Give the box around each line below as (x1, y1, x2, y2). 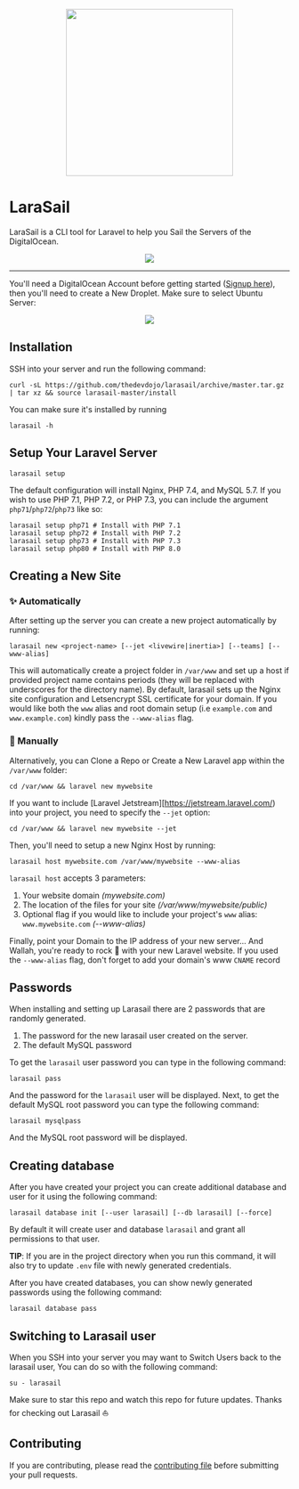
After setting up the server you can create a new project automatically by (9, 615, 278, 626)
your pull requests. (9, 1469, 78, 1480)
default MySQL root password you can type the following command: (9, 1100, 260, 1111)
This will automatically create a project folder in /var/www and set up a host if (9, 665, 289, 676)
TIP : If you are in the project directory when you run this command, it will (9, 1251, 277, 1262)
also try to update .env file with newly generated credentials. (9, 1260, 231, 1271)
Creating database (9, 1158, 115, 1173)
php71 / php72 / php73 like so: (9, 503, 103, 514)
